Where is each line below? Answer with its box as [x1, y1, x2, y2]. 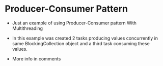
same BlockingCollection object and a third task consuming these [12, 40, 150, 46]
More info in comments [12, 55, 61, 61]
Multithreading [12, 25, 43, 31]
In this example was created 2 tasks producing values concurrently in [12, 35, 158, 41]
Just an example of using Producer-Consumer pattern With [12, 20, 137, 26]
